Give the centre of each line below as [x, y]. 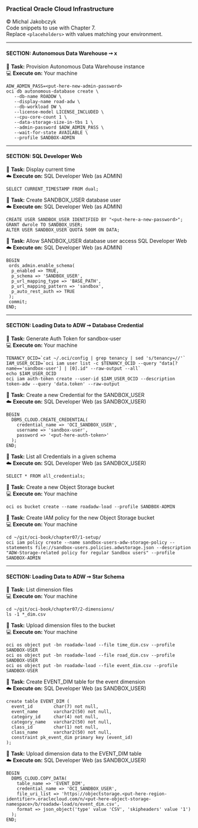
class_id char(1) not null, [55, 727]
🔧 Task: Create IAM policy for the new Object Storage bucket [80, 517]
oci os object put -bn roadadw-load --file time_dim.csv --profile [91, 645]
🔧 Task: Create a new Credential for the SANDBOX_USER [75, 395]
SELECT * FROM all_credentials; [46, 476]
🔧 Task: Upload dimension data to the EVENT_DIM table [74, 754]
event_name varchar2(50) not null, [62, 712]
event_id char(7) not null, [55, 707]
